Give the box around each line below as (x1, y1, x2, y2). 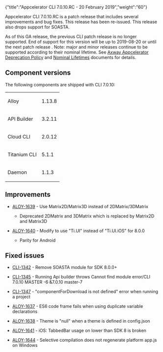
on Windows (12, 342, 38, 348)
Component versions (5, 69, 71, 77)
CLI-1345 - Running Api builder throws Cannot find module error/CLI (12, 274, 151, 280)
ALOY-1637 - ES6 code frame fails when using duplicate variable (12, 303, 143, 309)
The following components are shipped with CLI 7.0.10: (5, 81, 115, 87)
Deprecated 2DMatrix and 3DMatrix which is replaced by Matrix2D (19, 213, 155, 219)
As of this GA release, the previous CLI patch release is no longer (5, 34, 137, 39)
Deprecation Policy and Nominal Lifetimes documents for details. (5, 54, 136, 60)
